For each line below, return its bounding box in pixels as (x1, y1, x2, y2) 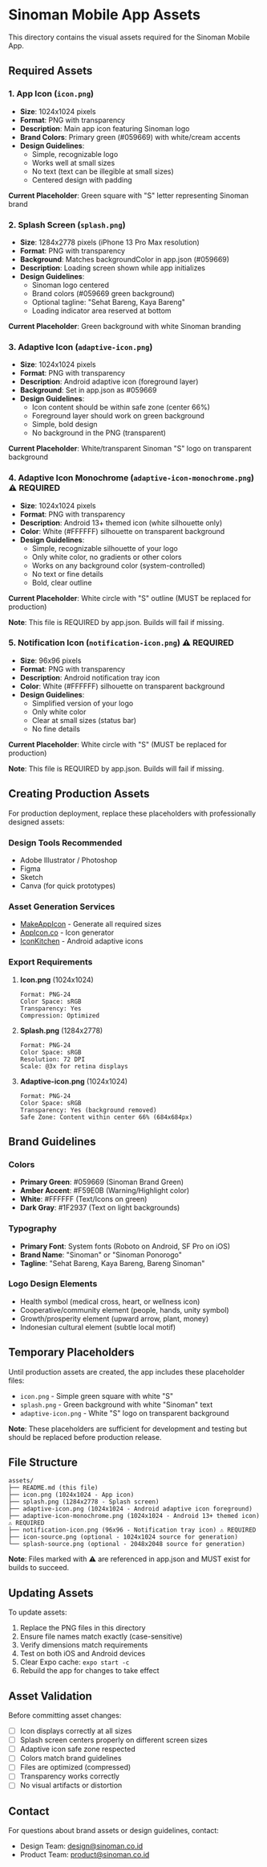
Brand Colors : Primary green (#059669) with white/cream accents (19, 132, 241, 142)
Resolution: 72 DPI (19, 1055, 86, 1063)
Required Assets (8, 64, 93, 78)
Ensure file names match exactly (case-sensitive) (19, 1631, 183, 1642)
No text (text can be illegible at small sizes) (31, 167, 174, 176)
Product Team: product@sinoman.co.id (19, 1850, 150, 1860)
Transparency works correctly (19, 1771, 120, 1781)
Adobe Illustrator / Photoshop (19, 855, 118, 865)
